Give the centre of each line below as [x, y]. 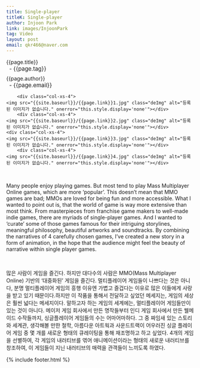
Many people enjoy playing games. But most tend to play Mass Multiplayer [98, 185]
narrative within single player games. [51, 249]
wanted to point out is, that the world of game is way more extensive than [96, 204]
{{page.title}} [22, 62]
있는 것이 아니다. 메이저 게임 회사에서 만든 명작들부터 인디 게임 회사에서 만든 [95, 310]
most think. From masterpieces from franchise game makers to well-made [97, 211]
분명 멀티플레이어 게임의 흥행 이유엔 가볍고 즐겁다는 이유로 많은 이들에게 [98, 288]
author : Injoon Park [32, 23]
